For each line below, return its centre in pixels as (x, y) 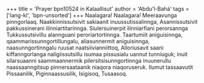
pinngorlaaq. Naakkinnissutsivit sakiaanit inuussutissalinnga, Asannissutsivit (102, 22)
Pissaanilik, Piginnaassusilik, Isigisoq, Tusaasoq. (67, 74)
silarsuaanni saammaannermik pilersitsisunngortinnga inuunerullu (89, 61)
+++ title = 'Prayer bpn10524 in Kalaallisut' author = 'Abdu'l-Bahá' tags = (98, 9)
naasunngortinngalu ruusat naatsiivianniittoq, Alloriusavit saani (85, 48)
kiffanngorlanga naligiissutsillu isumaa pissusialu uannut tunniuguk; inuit (97, 54)
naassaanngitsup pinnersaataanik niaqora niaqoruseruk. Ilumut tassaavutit (100, 67)
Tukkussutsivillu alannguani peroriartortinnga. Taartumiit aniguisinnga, (95, 35)
